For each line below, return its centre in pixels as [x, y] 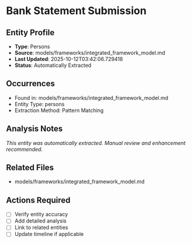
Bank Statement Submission [76, 11]
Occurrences [30, 84]
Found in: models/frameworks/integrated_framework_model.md [91, 97]
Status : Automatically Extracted [53, 65]
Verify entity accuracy [41, 214]
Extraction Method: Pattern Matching [59, 110]
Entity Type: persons [40, 104]
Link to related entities [41, 228]
